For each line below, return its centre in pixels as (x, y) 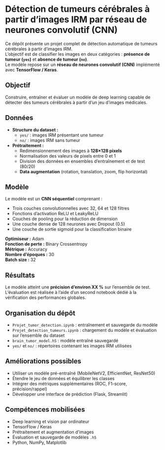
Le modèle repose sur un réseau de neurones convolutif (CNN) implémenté (82, 64)
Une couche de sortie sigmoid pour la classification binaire (72, 229)
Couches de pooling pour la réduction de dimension (65, 219)
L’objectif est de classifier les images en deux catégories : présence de (78, 54)
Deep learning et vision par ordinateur (51, 421)
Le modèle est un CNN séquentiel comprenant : (54, 199)
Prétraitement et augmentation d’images (53, 432)
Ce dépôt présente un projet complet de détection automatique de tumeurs (81, 43)
